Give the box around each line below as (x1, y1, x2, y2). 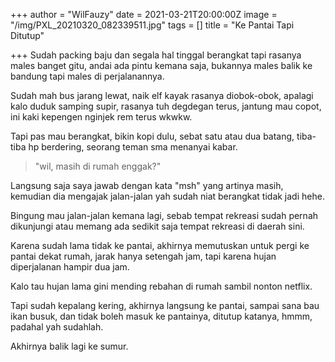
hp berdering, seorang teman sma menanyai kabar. (28, 141, 238, 153)
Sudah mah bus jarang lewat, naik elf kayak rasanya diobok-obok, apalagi (10, 90, 314, 101)
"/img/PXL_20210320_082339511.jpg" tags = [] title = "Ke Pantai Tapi (10, 19, 295, 31)
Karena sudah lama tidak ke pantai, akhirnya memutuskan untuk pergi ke (10, 240, 310, 251)
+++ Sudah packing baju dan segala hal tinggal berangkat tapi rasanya (10, 49, 302, 61)
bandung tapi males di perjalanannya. (10, 70, 165, 82)
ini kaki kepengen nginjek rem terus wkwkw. (10, 111, 193, 123)
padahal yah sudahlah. (10, 321, 104, 333)
